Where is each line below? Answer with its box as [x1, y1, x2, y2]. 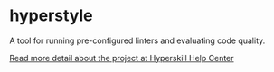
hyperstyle [9, 5, 93, 26]
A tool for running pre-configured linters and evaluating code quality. [9, 35, 266, 46]
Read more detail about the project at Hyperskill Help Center [9, 52, 234, 63]
